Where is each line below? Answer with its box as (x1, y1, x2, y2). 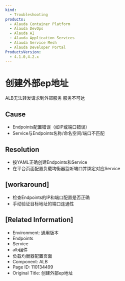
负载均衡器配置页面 (12, 253, 52, 259)
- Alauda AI (9, 31, 35, 36)
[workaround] (5, 180, 49, 189)
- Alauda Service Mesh (9, 40, 57, 45)
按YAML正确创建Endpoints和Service (12, 159, 87, 165)
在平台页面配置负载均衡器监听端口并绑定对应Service (12, 165, 120, 171)
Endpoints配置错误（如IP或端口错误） (12, 124, 90, 130)
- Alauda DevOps (9, 26, 43, 31)
